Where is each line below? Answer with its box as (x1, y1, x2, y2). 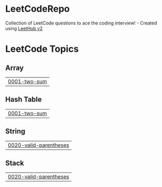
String (5, 127, 26, 136)
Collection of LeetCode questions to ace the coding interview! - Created (5, 20, 157, 26)
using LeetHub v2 (5, 25, 43, 31)
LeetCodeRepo (5, 3, 70, 15)
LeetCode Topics (5, 43, 79, 55)
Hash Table (5, 95, 42, 104)
